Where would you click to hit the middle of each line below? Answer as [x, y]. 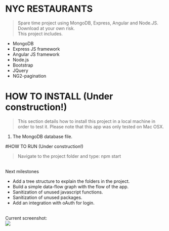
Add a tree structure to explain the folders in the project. [71, 181]
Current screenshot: [26, 218]
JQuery [20, 70]
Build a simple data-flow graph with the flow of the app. [71, 186]
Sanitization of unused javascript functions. [58, 192]
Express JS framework [36, 49]
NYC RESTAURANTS [49, 9]
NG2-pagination [29, 76]
